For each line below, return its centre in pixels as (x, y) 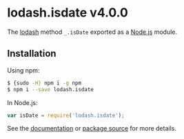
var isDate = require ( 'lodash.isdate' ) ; (66, 115)
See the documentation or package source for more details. (92, 129)
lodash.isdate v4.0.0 (68, 13)
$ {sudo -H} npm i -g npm (44, 83)
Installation (32, 54)
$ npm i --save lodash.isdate (51, 89)
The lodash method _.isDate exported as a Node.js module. (92, 32)
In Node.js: (22, 102)
